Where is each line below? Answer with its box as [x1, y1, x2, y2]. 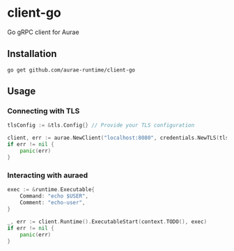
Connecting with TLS [7, 106, 80, 116]
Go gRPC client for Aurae [7, 28, 79, 36]
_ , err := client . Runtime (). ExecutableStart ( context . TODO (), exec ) [7, 218, 208, 225]
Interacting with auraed [7, 170, 88, 180]
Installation [7, 48, 57, 60]
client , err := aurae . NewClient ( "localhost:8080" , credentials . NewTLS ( [7, 134, 219, 142]
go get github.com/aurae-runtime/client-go [7, 66, 136, 74]
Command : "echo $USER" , [19, 193, 89, 200]
